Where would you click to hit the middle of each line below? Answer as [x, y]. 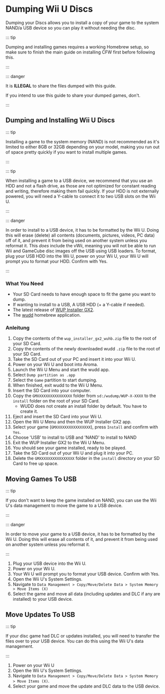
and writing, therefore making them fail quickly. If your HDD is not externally [82, 191]
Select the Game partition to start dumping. [55, 380]
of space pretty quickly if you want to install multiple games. [67, 152]
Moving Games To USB [41, 479]
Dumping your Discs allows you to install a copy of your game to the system [82, 23]
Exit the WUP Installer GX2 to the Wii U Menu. [59, 443]
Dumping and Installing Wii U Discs [60, 120]
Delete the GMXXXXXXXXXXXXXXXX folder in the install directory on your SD [86, 458]
